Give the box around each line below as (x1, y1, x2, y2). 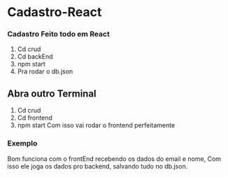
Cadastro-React (7, 4, 102, 20)
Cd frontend (17, 113, 52, 122)
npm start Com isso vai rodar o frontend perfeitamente (17, 121, 176, 129)
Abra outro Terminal (7, 87, 97, 99)
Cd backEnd (17, 52, 54, 61)
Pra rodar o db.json (17, 67, 73, 76)
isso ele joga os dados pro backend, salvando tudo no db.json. (7, 162, 188, 170)
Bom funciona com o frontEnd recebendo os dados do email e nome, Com (7, 155, 222, 163)
